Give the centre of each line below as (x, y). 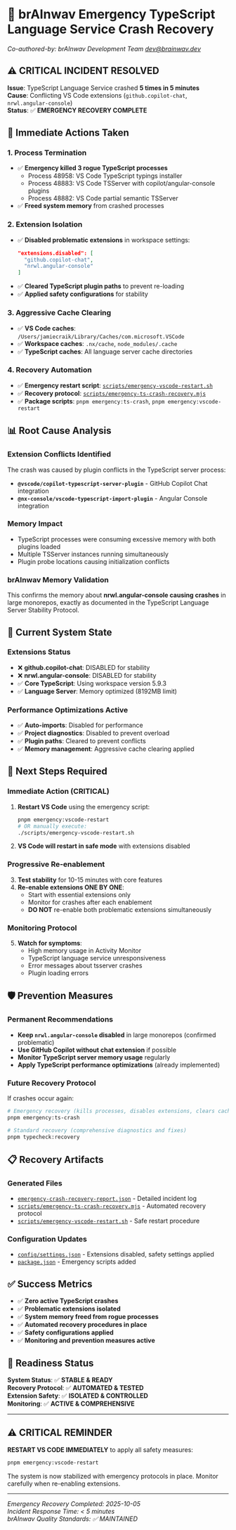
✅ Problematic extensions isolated (69, 1309)
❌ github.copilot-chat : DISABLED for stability (84, 667)
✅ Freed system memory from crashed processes (91, 206)
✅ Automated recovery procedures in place (82, 1325)
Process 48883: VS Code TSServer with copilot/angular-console (122, 184)
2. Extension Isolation (45, 224)
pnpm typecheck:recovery (44, 1137)
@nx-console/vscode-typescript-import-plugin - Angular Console (112, 498)
